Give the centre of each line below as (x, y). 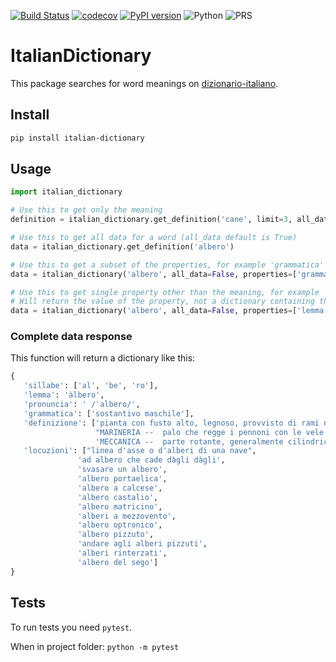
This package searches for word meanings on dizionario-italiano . (144, 83)
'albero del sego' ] (118, 562)
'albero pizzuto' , (116, 535)
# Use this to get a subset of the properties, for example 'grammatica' (167, 265)
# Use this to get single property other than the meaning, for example (165, 292)
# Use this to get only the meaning (86, 210)
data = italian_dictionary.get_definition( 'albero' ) (122, 246)
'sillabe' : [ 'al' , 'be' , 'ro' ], (91, 386)
